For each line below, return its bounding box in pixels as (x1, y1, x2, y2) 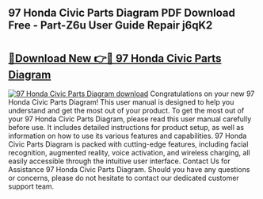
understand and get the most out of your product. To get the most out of (8, 106, 245, 115)
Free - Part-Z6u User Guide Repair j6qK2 (8, 19, 213, 33)
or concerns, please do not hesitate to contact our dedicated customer (8, 174, 239, 182)
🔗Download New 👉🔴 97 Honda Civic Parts (8, 52, 222, 65)
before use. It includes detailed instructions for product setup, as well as (8, 123, 244, 132)
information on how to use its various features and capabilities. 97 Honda (8, 131, 247, 140)
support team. (8, 182, 55, 191)
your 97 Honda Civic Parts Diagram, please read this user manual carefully (8, 114, 252, 124)
